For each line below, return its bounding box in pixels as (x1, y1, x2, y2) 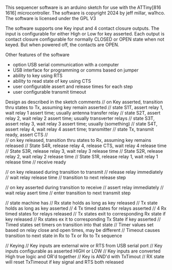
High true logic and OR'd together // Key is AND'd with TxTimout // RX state (5, 254, 164, 259)
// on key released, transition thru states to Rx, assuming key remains (5, 137, 151, 143)
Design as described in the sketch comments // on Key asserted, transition (5, 99, 163, 105)
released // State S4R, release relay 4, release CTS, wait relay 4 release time (5, 142, 167, 149)
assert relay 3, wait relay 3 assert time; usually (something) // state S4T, (5, 121, 158, 127)
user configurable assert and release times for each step (12, 83, 133, 89)
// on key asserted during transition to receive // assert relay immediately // (5, 185, 164, 190)
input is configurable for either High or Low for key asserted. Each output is (5, 31, 165, 37)
